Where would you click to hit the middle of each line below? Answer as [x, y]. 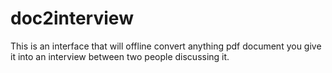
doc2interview [72, 18]
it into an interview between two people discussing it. [120, 56]
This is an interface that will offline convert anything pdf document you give [166, 46]
